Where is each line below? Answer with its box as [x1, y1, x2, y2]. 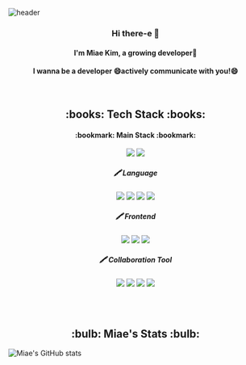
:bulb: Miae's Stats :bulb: [71, 327, 200, 341]
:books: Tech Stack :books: [65, 107, 206, 121]
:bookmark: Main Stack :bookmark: [75, 130, 196, 140]
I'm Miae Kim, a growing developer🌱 [73, 48, 198, 57]
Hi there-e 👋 [111, 27, 160, 39]
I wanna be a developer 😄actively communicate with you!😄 [32, 66, 239, 76]
